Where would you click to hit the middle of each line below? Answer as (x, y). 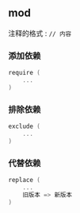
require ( (25, 73)
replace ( (25, 180)
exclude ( (25, 126)
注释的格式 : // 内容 (40, 33)
